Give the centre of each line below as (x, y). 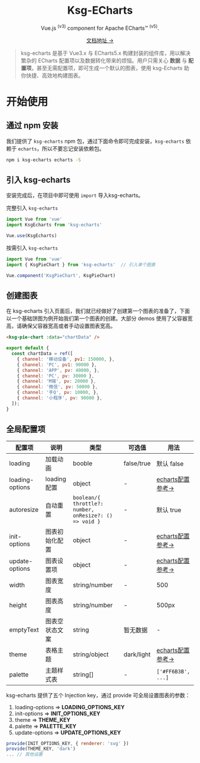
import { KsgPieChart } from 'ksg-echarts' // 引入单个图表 (81, 264)
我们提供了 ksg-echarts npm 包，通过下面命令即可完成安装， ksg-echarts (95, 141)
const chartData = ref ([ (42, 354)
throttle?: (88, 503)
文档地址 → (100, 40)
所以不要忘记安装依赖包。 (74, 148)
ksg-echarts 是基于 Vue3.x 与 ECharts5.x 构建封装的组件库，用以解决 (106, 53)
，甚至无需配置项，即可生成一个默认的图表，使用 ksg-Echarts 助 (110, 68)
